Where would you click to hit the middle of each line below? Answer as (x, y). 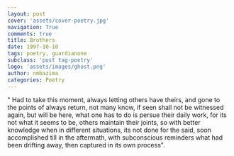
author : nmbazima (33, 73)
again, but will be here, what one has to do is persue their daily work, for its (117, 115)
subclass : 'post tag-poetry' (50, 60)
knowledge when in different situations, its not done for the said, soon (109, 130)
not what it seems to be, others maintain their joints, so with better (104, 123)
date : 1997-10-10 (33, 47)
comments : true (30, 34)
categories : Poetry (36, 80)
